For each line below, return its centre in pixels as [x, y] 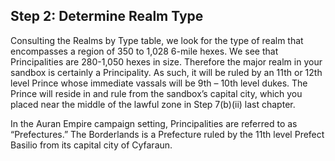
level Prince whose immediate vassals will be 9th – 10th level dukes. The [159, 83]
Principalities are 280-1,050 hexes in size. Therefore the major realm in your [166, 61]
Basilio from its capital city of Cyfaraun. [91, 145]
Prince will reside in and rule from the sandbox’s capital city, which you [156, 93]
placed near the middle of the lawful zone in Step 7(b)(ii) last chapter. [153, 104]
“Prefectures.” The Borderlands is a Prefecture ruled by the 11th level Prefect [167, 134]
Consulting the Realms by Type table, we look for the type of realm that [157, 40]
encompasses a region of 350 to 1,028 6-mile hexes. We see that [144, 51]
